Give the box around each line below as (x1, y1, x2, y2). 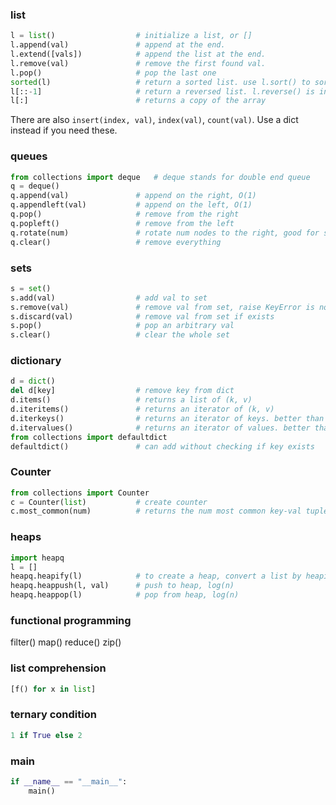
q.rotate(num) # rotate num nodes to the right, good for (10, 228, 320, 238)
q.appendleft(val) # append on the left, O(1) (10, 200, 253, 210)
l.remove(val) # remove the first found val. (10, 58, 267, 68)
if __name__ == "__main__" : (10, 776, 128, 787)
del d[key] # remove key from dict (10, 386, 235, 396)
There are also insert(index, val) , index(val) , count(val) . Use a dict (10, 114, 299, 126)
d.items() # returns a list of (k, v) (10, 395, 253, 405)
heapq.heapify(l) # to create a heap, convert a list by (10, 571, 302, 582)
